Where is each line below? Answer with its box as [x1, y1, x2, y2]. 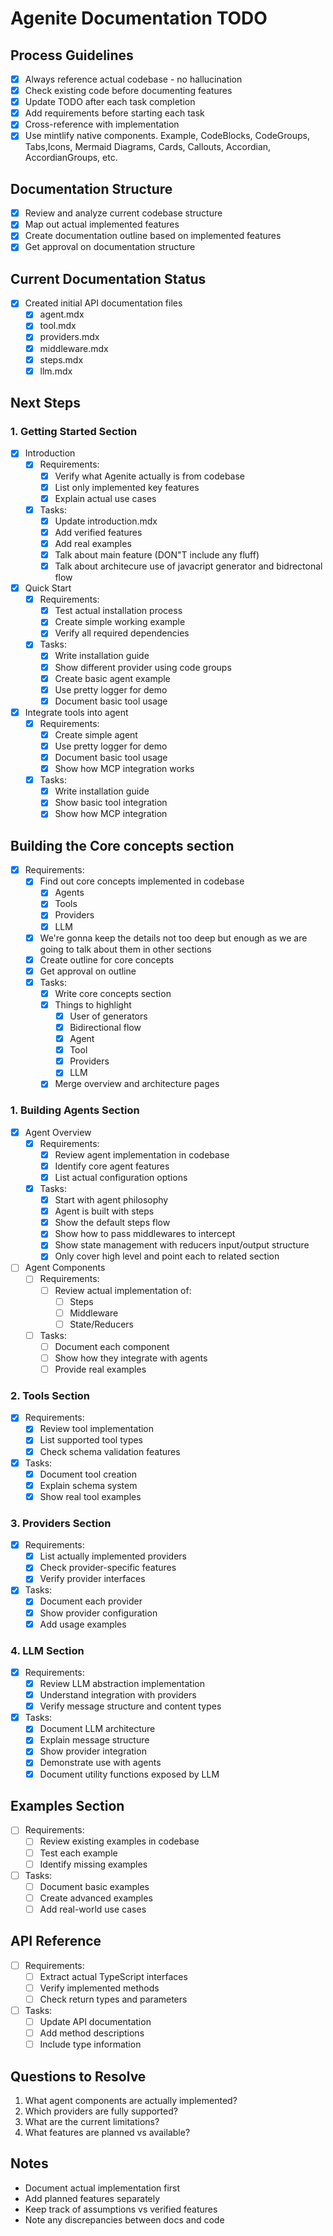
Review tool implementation [39, 1423, 155, 1435]
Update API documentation [39, 2016, 152, 2027]
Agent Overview [24, 1126, 92, 1138]
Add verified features [54, 526, 143, 538]
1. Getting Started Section [10, 425, 138, 438]
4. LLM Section [10, 1643, 85, 1657]
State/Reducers [69, 1318, 134, 1330]
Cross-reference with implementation [24, 118, 180, 131]
